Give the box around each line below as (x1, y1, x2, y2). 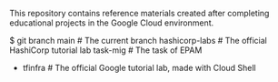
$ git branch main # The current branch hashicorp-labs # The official (9, 36, 268, 46)
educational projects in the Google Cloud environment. (9, 17, 214, 28)
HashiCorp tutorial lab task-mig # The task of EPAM (9, 45, 203, 56)
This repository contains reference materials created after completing (9, 8, 270, 18)
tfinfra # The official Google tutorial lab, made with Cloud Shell (22, 63, 256, 73)
